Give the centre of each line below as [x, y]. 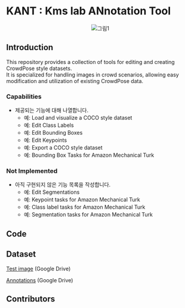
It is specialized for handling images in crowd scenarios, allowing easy [92, 74]
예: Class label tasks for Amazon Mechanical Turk [84, 207]
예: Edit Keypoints [45, 140]
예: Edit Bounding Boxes [53, 133]
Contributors [31, 299]
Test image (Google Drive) [38, 269]
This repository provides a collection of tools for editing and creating [90, 62]
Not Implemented [32, 170]
